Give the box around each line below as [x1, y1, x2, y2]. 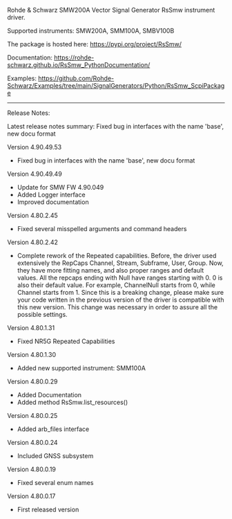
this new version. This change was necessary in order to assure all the [17, 303, 218, 311]
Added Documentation [17, 391, 81, 399]
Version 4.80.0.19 [7, 465, 57, 473]
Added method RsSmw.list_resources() [17, 398, 128, 406]
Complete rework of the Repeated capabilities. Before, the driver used [17, 252, 217, 259]
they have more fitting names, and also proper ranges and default [17, 266, 204, 274]
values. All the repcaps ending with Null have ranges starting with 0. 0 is [17, 273, 223, 282]
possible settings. [17, 311, 68, 318]
